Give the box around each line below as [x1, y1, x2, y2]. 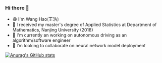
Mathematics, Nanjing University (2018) [12, 27, 93, 33]
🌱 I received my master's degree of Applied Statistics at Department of [12, 22, 157, 28]
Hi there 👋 [5, 4, 30, 11]
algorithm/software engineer [12, 37, 71, 43]
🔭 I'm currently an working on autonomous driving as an [12, 32, 127, 38]
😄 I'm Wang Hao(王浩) [12, 16, 59, 22]
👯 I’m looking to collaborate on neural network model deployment [12, 43, 146, 49]
